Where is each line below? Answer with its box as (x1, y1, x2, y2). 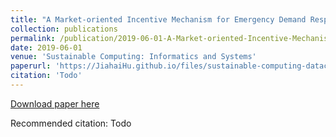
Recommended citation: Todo (10, 117, 132, 129)
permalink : (10, 33, 56, 43)
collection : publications (10, 24, 118, 34)
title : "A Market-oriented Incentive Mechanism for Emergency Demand (10, 14, 307, 25)
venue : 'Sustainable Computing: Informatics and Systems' (10, 52, 257, 62)
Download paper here (10, 97, 100, 110)
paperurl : (10, 61, 52, 71)
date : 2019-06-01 (10, 42, 83, 53)
